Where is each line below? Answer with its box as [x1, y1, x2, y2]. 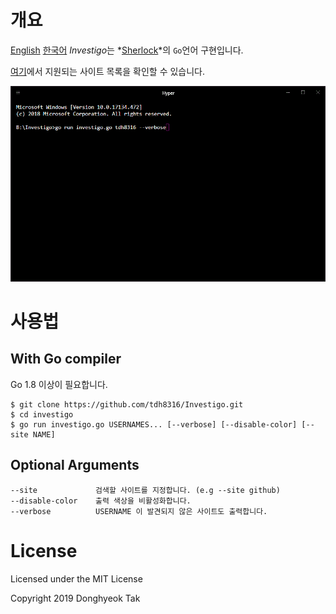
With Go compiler [10, 351, 122, 368]
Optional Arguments [10, 457, 140, 474]
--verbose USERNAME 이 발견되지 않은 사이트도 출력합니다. [10, 506, 268, 516]
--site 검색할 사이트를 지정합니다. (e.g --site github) [10, 485, 281, 495]
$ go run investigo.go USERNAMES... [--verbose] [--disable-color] [10, 419, 298, 430]
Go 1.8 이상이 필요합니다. [10, 378, 108, 390]
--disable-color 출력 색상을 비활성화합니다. [10, 496, 192, 506]
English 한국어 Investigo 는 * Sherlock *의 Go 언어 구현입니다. [10, 44, 244, 56]
